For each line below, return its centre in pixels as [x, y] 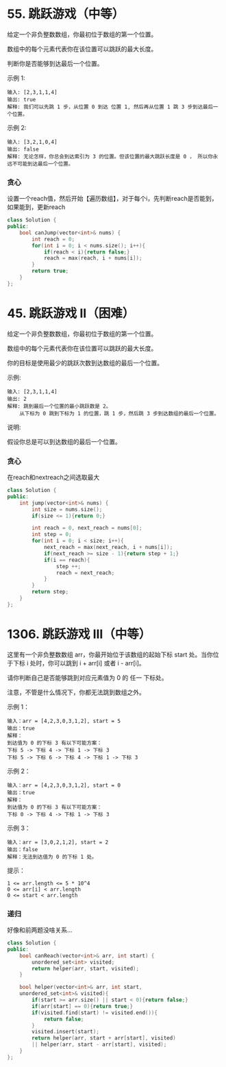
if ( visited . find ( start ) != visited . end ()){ [95, 1013]
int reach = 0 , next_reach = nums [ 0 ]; [87, 528]
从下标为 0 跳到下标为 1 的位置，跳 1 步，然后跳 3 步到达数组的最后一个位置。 [120, 413]
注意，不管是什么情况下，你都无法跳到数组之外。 [76, 692]
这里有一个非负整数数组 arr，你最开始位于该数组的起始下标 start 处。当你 [110, 654]
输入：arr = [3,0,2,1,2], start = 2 [58, 842]
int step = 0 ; [52, 535]
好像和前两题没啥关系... [40, 930]
